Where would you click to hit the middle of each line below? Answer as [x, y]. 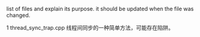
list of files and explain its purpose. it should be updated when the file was [100, 9]
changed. [18, 15]
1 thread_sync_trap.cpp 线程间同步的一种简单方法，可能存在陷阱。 [90, 28]
